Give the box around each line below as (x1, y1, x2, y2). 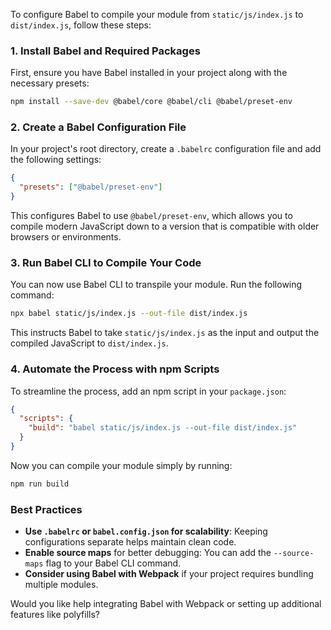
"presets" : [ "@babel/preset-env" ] (19, 182, 163, 193)
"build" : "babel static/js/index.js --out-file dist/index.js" (28, 423, 298, 433)
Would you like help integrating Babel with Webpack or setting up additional (10, 598, 322, 610)
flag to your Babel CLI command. (45, 557, 182, 569)
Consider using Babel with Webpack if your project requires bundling (24, 568, 314, 580)
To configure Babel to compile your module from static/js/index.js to (10, 9, 304, 20)
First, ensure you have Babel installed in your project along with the (10, 67, 288, 79)
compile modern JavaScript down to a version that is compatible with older (10, 220, 320, 233)
